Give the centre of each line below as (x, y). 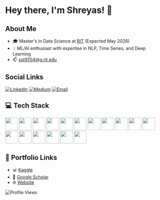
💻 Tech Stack (27, 106)
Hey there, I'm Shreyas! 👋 (59, 10)
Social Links (24, 77)
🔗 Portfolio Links (31, 158)
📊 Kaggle (22, 170)
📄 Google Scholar (30, 177)
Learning (21, 54)
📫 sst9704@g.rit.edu (34, 59)
